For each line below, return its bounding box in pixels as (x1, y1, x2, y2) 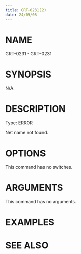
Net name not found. (5, 130, 49, 136)
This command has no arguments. (5, 199, 76, 205)
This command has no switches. (5, 164, 73, 170)
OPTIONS (5, 148, 46, 159)
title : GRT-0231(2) (5, 7, 47, 13)
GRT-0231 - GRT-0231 (5, 51, 52, 57)
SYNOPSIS (5, 68, 52, 80)
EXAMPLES (5, 216, 54, 228)
